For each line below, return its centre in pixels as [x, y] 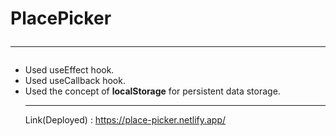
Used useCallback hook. [75, 81]
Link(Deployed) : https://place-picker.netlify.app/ [125, 120]
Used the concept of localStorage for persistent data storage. [152, 91]
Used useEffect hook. [69, 70]
